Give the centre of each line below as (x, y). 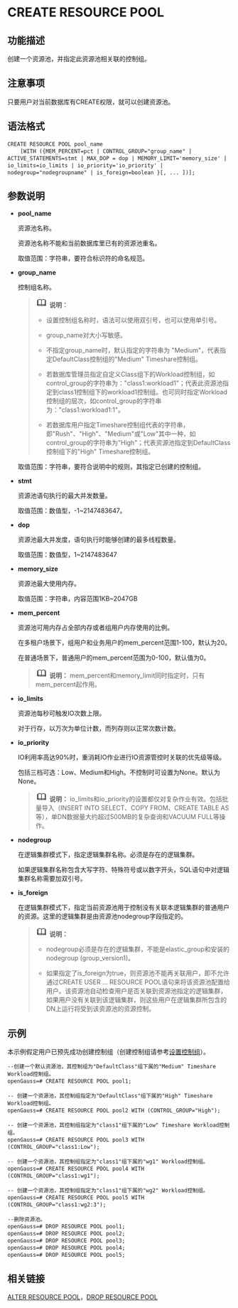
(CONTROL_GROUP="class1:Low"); (54, 1147)
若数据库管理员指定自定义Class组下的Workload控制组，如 (130, 375)
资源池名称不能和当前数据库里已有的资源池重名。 (89, 243)
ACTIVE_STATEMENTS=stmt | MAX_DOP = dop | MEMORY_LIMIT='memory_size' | (117, 158)
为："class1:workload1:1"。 (85, 410)
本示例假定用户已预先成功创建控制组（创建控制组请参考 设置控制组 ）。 (108, 1052)
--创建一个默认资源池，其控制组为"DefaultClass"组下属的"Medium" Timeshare (112, 1067)
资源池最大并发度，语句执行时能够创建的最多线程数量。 (98, 540)
